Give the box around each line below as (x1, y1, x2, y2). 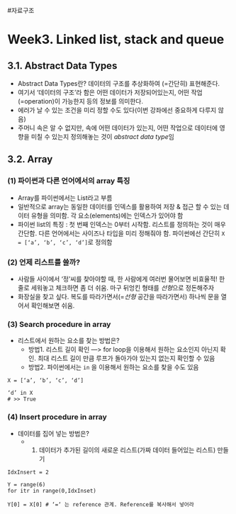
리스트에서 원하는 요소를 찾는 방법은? (17, 336, 120, 345)
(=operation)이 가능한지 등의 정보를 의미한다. (17, 97, 144, 105)
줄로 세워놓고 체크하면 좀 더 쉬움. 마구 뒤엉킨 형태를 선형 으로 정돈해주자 (17, 283, 215, 292)
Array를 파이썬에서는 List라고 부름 (17, 194, 113, 202)
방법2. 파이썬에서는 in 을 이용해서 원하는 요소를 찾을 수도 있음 (28, 363, 199, 371)
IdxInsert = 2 (7, 469, 50, 476)
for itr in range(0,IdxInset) (7, 487, 97, 494)
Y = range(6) (7, 481, 46, 488)
